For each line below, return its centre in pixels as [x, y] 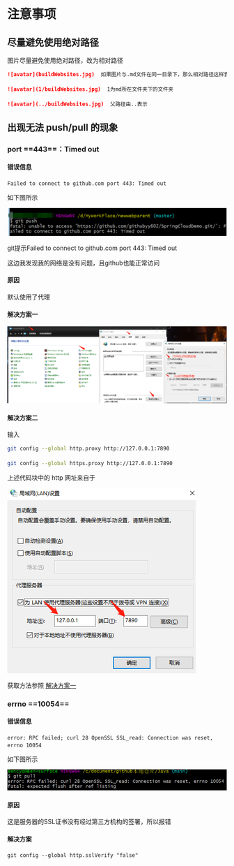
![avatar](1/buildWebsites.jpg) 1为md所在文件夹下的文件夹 [91, 89]
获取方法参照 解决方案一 [42, 685]
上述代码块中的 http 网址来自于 [51, 477]
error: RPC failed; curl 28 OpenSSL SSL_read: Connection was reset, [110, 737]
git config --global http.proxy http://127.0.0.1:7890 [88, 449]
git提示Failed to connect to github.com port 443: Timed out [92, 248]
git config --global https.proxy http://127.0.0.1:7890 [90, 463]
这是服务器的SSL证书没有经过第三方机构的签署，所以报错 [89, 822]
